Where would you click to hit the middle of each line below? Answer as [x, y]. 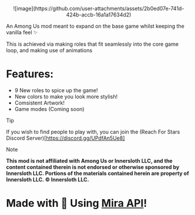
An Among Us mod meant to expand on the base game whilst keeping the [95, 26]
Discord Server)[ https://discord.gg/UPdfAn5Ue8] [65, 138]
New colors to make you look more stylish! [66, 96]
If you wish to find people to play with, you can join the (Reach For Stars [93, 132]
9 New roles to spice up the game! [56, 90]
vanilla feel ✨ [22, 32]
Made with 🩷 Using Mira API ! [77, 204]
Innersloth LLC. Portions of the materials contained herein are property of [97, 173]
